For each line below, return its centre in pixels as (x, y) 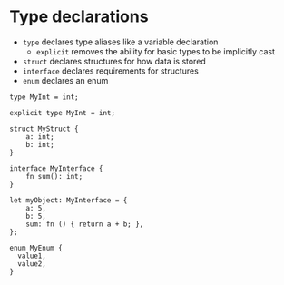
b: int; (40, 144)
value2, (32, 264)
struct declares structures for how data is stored (114, 61)
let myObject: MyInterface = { (69, 200)
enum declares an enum (65, 80)
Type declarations (79, 17)
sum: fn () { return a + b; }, (85, 224)
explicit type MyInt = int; (63, 113)
